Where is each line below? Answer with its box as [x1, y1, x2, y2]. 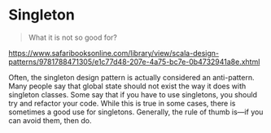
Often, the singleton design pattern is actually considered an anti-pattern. [8, 72, 255, 82]
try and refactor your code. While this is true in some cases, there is [8, 98, 236, 108]
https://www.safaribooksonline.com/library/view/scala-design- [8, 48, 220, 58]
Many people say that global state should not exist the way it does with [8, 81, 247, 91]
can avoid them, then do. [8, 115, 92, 125]
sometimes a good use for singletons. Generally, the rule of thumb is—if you [8, 107, 264, 117]
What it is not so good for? [28, 32, 118, 42]
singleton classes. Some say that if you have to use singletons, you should [8, 89, 258, 99]
